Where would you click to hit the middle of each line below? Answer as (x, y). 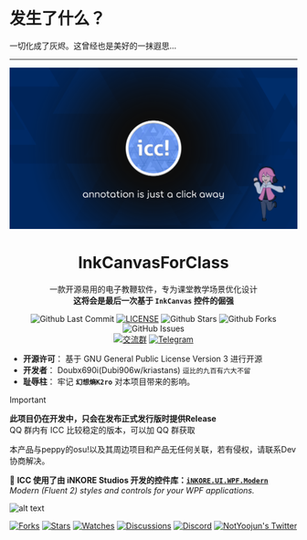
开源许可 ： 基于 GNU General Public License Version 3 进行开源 (143, 358)
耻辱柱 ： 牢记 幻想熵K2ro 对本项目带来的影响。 (108, 381)
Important (28, 400)
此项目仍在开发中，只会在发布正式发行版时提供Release (113, 418)
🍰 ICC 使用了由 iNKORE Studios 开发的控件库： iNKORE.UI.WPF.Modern (139, 480)
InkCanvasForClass (153, 263)
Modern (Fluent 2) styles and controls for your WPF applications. (132, 490)
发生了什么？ (58, 19)
